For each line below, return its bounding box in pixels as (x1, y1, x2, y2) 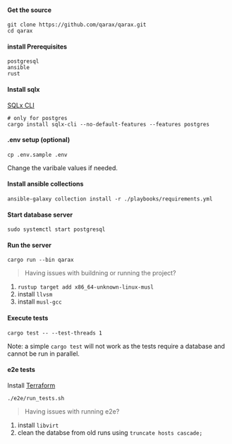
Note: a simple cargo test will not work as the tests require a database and (7, 342, 226, 350)
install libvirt (17, 421, 59, 429)
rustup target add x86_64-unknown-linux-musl (17, 284, 154, 291)
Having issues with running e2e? (24, 407, 120, 416)
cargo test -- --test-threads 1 (7, 329, 102, 337)
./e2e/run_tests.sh (7, 395, 65, 402)
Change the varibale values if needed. (7, 163, 118, 172)
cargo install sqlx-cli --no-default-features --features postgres (7, 121, 210, 128)
